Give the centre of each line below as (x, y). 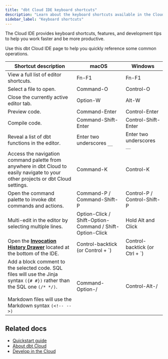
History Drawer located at (38, 248)
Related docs (26, 329)
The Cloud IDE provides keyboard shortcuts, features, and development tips (83, 34)
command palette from (34, 160)
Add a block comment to (36, 262)
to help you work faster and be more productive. (55, 39)
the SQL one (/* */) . (32, 287)
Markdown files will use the (40, 299)
